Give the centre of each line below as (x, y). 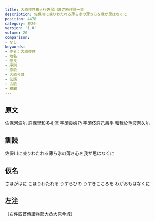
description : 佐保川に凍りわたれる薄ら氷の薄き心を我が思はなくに (66, 14)
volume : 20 (16, 33)
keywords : (15, 47)
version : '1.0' (21, 28)
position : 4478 (21, 19)
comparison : (17, 38)
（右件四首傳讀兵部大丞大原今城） (40, 214)
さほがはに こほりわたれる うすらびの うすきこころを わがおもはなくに (78, 183)
